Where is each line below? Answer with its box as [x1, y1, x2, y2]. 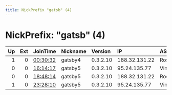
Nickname [61, 48, 87, 55]
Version [91, 48, 111, 55]
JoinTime [33, 48, 56, 55]
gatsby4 [61, 56, 81, 64]
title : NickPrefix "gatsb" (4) [5, 7, 72, 13]
